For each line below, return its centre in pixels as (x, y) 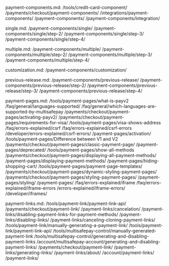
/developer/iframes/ (26, 194)
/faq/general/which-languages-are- (119, 106)
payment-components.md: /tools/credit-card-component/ (66, 7)
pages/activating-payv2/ (31, 117)
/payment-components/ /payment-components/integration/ (97, 18)
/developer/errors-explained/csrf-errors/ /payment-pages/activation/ (78, 134)
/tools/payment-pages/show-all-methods (91, 150)
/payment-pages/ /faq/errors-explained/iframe (86, 183)
